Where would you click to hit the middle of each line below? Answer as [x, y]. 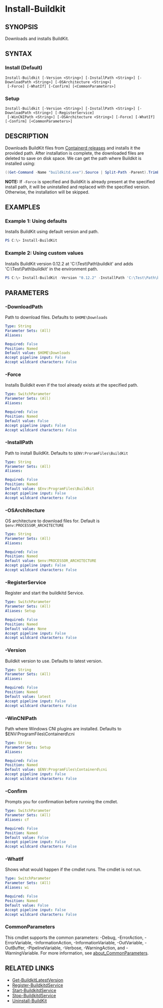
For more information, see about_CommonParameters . [95, 953]
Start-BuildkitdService [34, 990]
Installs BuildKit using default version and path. [52, 231]
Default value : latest [28, 696]
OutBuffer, [15, 948]
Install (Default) [24, 68]
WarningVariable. [22, 953]
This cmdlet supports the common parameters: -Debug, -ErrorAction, [74, 937]
